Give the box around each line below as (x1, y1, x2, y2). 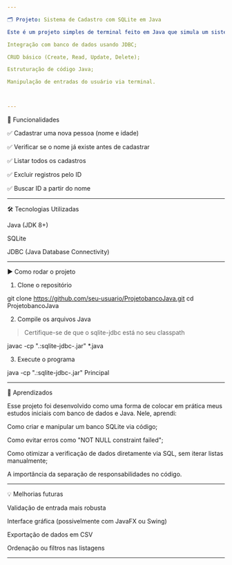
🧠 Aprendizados (7, 388, 53, 396)
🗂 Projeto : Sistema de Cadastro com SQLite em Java (7, 16, 162, 23)
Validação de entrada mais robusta (7, 504, 106, 512)
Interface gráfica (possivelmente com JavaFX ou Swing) (7, 517, 167, 525)
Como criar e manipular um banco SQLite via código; (7, 423, 158, 430)
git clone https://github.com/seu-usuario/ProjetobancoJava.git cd (7, 294, 194, 303)
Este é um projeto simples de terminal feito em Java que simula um (7, 28, 209, 35)
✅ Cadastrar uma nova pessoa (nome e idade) (7, 129, 139, 137)
